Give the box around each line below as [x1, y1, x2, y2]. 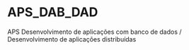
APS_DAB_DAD [7, 4, 98, 20]
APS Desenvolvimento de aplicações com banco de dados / [7, 27, 182, 36]
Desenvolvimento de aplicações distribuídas [7, 35, 137, 43]
